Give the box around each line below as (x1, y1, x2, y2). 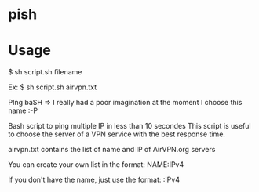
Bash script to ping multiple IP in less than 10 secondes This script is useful (8, 121, 251, 131)
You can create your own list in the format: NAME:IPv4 (8, 160, 184, 169)
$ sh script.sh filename (8, 67, 82, 77)
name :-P (8, 106, 38, 115)
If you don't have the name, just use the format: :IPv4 (8, 175, 181, 185)
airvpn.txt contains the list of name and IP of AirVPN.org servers (8, 145, 216, 154)
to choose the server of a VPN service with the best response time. (8, 129, 226, 139)
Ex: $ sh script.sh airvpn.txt (8, 82, 97, 92)
